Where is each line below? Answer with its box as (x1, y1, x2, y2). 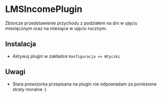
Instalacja (5, 40, 36, 48)
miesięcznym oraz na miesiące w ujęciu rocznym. (5, 25, 107, 31)
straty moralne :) (12, 86, 47, 92)
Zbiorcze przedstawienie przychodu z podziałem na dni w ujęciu (5, 20, 138, 26)
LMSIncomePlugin (5, 3, 83, 15)
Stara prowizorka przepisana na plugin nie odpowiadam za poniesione (12, 81, 157, 87)
